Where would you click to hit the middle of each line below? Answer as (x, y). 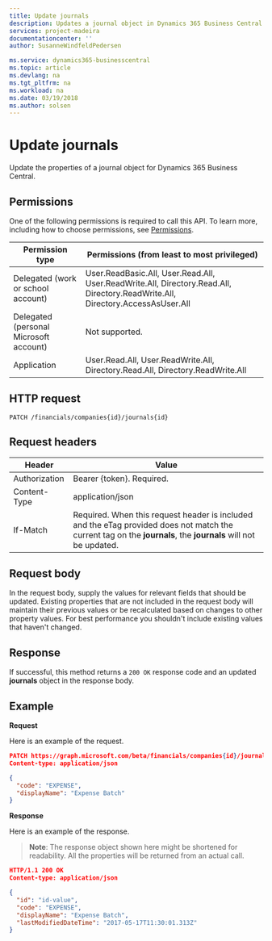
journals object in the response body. (72, 681)
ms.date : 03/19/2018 (44, 98)
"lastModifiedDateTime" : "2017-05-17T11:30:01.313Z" (107, 922)
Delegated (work (45, 278)
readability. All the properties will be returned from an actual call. (136, 855)
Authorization (39, 479)
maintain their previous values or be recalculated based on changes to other (136, 610)
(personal (31, 326)
